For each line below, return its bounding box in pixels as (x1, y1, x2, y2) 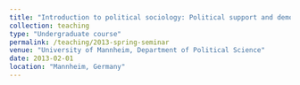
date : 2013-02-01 (9, 54, 74, 63)
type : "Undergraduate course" (9, 29, 122, 38)
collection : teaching (9, 21, 90, 30)
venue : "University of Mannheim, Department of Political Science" (9, 46, 266, 55)
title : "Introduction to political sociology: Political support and (9, 12, 274, 22)
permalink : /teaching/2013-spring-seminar (9, 37, 170, 47)
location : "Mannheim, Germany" (9, 63, 126, 72)
